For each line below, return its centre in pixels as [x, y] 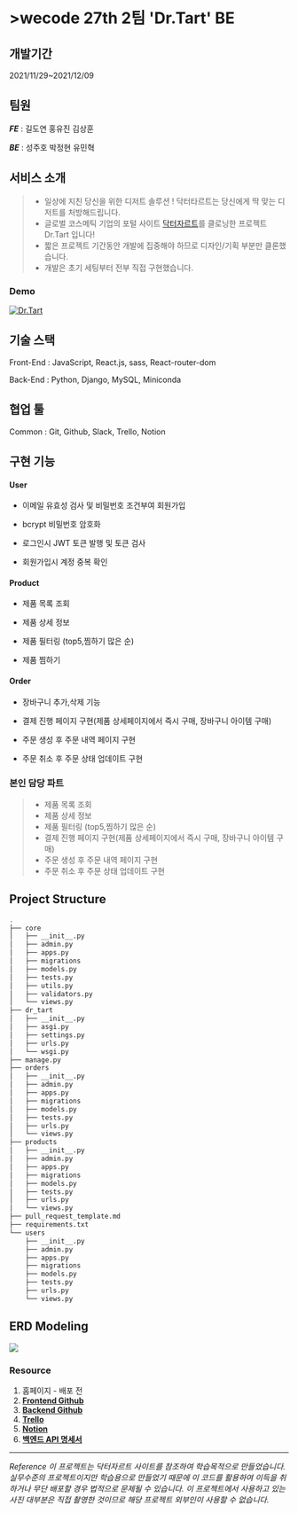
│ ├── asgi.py [39, 1027]
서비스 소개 [38, 178]
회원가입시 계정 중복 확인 [65, 562]
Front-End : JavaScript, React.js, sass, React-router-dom [113, 362]
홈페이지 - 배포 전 [52, 1390]
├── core [25, 928]
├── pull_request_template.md [65, 1217]
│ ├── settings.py [47, 1035]
